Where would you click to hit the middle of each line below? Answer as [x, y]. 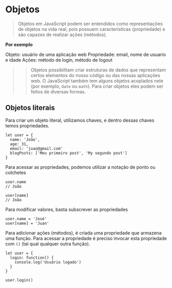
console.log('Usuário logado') [48, 262]
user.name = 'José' [26, 219]
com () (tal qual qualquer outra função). [48, 244]
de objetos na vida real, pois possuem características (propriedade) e [91, 29]
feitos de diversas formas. [58, 91]
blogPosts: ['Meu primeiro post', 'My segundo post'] [69, 153]
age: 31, [19, 144]
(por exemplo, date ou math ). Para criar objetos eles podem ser [97, 86]
